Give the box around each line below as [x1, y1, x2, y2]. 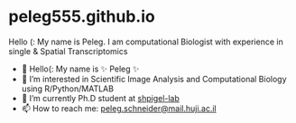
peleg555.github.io [8, 6, 155, 27]
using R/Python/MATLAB [21, 83, 115, 94]
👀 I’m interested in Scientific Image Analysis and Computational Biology [21, 73, 287, 84]
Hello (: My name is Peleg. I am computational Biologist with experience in [8, 36, 283, 47]
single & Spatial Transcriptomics [8, 45, 128, 56]
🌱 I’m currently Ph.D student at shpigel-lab [21, 92, 180, 103]
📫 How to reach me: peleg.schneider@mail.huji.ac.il [21, 102, 217, 114]
